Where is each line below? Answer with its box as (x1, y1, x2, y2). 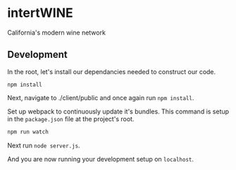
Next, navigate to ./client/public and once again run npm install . (7, 93, 194, 102)
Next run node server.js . (7, 141, 80, 150)
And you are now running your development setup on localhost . (7, 154, 194, 163)
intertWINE (7, 5, 74, 21)
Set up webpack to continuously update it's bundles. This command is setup (7, 107, 230, 116)
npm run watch (7, 128, 49, 135)
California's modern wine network (7, 28, 106, 37)
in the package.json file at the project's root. (7, 114, 135, 123)
